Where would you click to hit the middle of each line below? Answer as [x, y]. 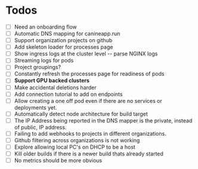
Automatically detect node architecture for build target [81, 114]
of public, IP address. [40, 127]
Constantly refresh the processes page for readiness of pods [89, 74]
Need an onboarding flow [45, 27]
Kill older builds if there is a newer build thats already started [89, 154]
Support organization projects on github [63, 40]
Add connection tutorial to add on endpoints [68, 94]
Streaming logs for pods [44, 61]
